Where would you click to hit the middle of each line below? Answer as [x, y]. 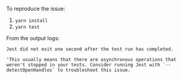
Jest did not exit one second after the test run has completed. [90, 49]
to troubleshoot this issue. [94, 70]
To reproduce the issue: [36, 9]
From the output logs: [33, 38]
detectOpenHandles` [31, 70]
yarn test [27, 27]
